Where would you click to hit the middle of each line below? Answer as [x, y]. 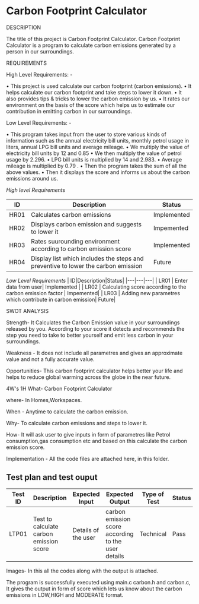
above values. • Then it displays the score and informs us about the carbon [98, 172]
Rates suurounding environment [75, 241]
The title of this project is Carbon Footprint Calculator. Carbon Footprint [93, 39]
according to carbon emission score [81, 249]
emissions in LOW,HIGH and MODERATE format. [65, 594]
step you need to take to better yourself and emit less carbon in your [90, 335]
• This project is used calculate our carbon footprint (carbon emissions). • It [99, 86]
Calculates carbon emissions [71, 214]
